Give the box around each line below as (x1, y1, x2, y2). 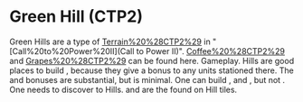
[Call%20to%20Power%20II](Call (9, 45, 135, 56)
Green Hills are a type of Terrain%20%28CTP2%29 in (9, 36, 211, 47)
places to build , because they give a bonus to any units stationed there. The (9, 65, 294, 76)
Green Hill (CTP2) (9, 6, 143, 27)
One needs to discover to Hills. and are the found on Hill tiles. (9, 84, 238, 95)
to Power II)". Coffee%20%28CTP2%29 (136, 45, 286, 56)
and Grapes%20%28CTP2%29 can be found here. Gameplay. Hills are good (9, 55, 295, 66)
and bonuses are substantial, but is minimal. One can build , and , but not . (9, 74, 286, 85)
